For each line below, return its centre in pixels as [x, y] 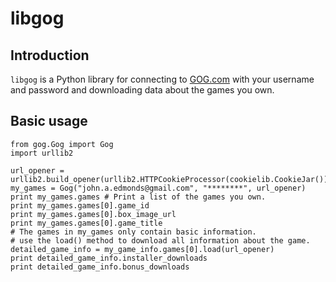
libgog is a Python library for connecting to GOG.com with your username [162, 79]
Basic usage [49, 121]
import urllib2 [42, 153]
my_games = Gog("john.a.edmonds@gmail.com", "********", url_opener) [158, 188]
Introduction [50, 55]
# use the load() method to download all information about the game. [160, 240]
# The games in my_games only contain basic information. [133, 232]
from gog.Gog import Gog [62, 144]
